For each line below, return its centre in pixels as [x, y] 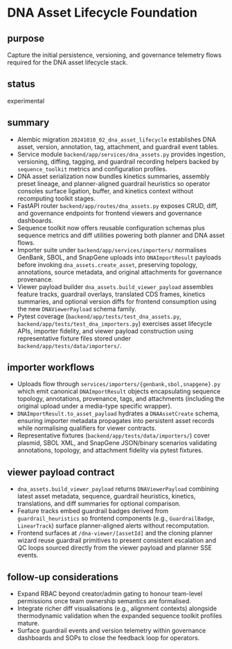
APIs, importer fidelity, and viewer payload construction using [105, 331]
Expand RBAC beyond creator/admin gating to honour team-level [110, 594]
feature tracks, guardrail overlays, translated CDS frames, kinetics [111, 294]
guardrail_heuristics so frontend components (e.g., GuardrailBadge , [116, 519]
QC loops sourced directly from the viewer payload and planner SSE [115, 548]
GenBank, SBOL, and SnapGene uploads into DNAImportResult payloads [119, 257]
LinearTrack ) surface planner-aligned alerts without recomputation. [113, 526]
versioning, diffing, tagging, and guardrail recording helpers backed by [118, 162]
